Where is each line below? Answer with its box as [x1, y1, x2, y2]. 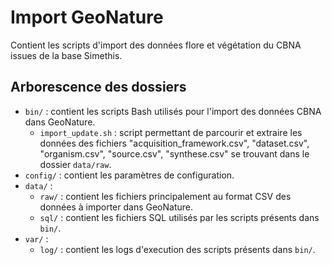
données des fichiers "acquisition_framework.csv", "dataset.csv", [39, 137, 310, 149]
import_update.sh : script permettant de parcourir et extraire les [39, 126, 303, 138]
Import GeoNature [10, 6, 164, 29]
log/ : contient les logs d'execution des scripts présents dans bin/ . [39, 243, 316, 255]
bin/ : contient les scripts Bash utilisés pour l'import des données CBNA [24, 105, 322, 117]
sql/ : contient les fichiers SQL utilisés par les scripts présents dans [39, 211, 320, 223]
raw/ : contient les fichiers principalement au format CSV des [39, 190, 292, 202]
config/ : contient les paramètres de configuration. [24, 169, 235, 181]
